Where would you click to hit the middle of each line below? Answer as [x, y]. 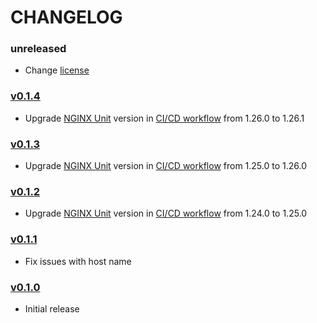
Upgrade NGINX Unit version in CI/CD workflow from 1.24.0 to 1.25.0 [166, 213]
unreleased [38, 49]
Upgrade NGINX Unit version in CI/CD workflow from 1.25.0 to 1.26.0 [165, 166]
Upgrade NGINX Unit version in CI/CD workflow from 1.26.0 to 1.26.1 [164, 118]
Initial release [52, 308]
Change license [57, 70]
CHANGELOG [66, 17]
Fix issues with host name [78, 261]
